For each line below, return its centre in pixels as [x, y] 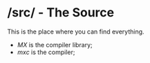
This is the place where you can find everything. [76, 32]
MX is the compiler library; [55, 45]
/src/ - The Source [61, 13]
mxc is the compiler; [46, 52]
